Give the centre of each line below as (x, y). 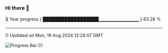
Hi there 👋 (17, 8)
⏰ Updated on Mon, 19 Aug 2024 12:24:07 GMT (54, 35)
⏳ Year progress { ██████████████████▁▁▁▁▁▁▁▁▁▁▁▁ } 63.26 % (83, 19)
